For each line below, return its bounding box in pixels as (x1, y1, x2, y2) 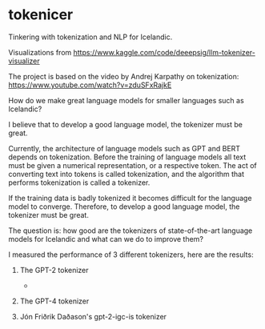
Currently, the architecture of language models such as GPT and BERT (8, 143, 241, 153)
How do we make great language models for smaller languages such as (8, 95, 244, 105)
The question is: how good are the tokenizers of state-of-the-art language (8, 226, 253, 235)
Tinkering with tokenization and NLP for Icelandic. (8, 32, 173, 42)
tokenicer (8, 6, 74, 24)
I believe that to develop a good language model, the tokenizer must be (8, 119, 243, 129)
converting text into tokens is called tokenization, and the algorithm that (8, 169, 244, 179)
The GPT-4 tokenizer (19, 296, 90, 306)
